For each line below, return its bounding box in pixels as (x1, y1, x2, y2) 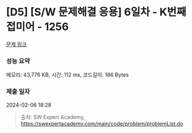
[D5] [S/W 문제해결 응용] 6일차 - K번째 (6, 5, 187, 19)
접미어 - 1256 (6, 20, 69, 34)
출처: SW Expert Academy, (20, 113, 85, 121)
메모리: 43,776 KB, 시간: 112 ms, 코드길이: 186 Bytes (6, 71, 129, 78)
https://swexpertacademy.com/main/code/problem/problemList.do (20, 120, 184, 127)
